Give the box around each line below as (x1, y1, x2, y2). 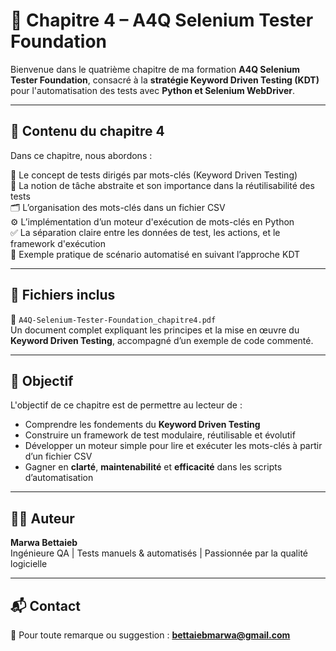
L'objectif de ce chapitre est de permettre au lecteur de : (10, 399, 243, 411)
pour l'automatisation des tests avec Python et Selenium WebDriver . (10, 84, 295, 96)
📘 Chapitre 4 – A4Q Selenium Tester (10, 9, 314, 32)
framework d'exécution (10, 237, 107, 249)
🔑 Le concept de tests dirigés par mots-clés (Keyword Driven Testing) (10, 169, 298, 181)
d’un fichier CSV (24, 450, 93, 463)
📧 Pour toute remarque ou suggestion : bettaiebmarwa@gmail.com (10, 629, 291, 641)
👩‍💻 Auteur (10, 510, 75, 527)
